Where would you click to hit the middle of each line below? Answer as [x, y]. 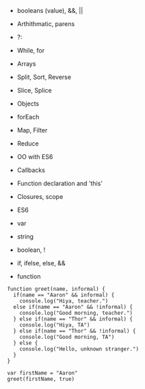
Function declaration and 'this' [60, 183]
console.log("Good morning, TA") [67, 337]
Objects [28, 104]
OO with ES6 [35, 157]
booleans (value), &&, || [50, 11]
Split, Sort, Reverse [44, 77]
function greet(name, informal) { [56, 289]
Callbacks [31, 170]
